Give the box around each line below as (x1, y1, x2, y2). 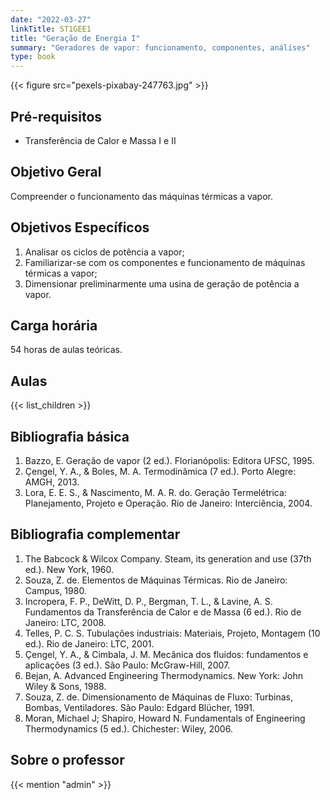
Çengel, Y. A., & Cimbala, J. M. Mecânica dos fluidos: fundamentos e (24, 648, 309, 660)
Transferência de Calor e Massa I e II (24, 134, 177, 146)
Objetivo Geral (10, 164, 102, 181)
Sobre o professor (10, 752, 125, 769)
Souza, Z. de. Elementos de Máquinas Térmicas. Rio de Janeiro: (24, 574, 288, 586)
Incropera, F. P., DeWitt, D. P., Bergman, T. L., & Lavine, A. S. (24, 595, 273, 607)
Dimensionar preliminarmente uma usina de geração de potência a (24, 277, 300, 290)
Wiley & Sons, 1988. (24, 680, 107, 692)
